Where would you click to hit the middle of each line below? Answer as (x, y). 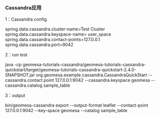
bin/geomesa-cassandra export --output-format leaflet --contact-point (77, 105)
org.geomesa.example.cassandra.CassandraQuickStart (91, 75)
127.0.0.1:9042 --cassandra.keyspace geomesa (103, 80)
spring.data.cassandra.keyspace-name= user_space (58, 34)
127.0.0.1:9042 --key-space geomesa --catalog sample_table (66, 111)
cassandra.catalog (24, 85)
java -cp (13, 65)
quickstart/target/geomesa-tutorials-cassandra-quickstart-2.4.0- (71, 70)
